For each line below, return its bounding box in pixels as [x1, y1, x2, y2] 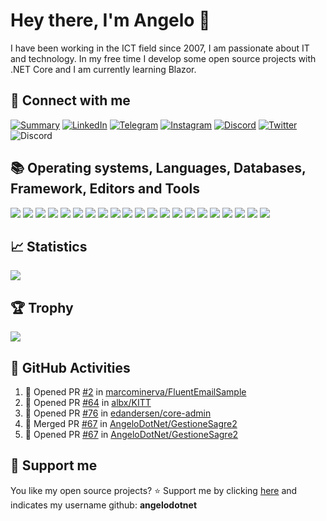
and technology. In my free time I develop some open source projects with [10, 52, 317, 64]
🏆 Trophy [10, 299, 74, 316]
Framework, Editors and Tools [10, 180, 201, 198]
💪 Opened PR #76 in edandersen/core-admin [24, 407, 212, 419]
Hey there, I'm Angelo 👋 [10, 9, 211, 32]
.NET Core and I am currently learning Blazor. [10, 63, 197, 75]
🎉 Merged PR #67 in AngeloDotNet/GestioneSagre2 [24, 418, 238, 429]
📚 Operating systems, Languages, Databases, [10, 160, 307, 177]
